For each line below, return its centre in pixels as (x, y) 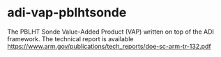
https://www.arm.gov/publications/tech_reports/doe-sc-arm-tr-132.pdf (109, 46)
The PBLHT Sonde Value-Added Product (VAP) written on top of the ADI (111, 32)
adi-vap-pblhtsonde (67, 13)
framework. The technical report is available (70, 38)
